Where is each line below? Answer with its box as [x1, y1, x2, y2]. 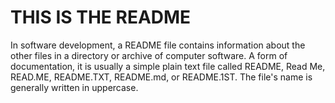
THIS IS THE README [10, 6, 192, 29]
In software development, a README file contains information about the [10, 39, 306, 51]
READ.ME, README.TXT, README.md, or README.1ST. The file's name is [10, 71, 313, 83]
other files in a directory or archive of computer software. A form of [10, 49, 288, 61]
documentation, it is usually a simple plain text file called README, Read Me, [10, 60, 326, 72]
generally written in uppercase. [10, 81, 139, 93]
